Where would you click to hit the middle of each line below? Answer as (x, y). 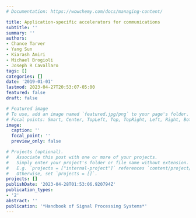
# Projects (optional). (35, 152)
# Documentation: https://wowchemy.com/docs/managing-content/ (85, 11)
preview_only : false (36, 141)
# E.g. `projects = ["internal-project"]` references (75, 168)
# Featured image (27, 109)
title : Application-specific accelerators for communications (83, 22)
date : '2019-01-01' (30, 82)
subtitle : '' (22, 27)
